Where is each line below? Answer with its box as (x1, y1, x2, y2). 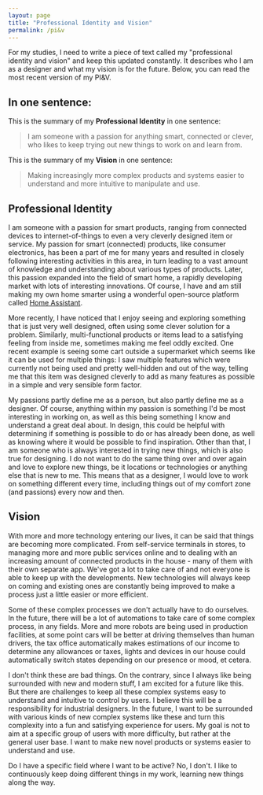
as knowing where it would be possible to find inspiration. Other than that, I (8, 438, 251, 446)
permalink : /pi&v (8, 26, 65, 34)
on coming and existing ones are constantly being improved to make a (8, 581, 236, 590)
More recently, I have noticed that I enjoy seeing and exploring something (8, 313, 246, 323)
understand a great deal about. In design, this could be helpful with (8, 420, 225, 430)
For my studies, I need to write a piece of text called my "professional (8, 48, 233, 57)
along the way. (8, 777, 56, 787)
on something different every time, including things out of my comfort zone (8, 479, 251, 488)
